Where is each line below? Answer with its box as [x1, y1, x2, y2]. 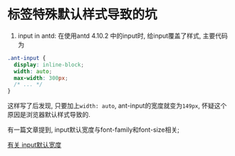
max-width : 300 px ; [14, 74, 69, 82]
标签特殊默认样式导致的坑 [7, 6, 158, 23]
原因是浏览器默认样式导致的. [7, 110, 91, 119]
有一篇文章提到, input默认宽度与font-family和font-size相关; [7, 125, 179, 134]
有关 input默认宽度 [7, 140, 62, 150]
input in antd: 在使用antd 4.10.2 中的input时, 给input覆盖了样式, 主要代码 [17, 31, 228, 40]
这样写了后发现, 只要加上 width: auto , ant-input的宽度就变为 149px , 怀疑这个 [7, 101, 227, 110]
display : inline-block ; [14, 61, 84, 68]
